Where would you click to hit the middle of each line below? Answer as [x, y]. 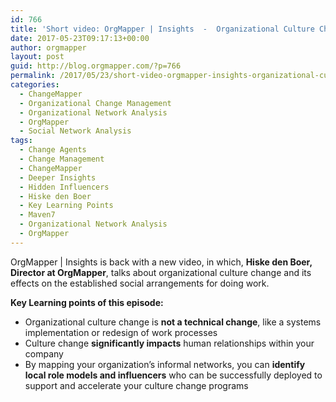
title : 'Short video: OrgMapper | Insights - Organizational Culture [162, 29]
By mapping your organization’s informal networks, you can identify [165, 364]
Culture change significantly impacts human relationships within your [169, 343]
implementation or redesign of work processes [121, 332]
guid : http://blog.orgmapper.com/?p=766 [96, 66]
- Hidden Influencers [64, 187]
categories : [35, 85]
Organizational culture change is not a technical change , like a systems [173, 322]
